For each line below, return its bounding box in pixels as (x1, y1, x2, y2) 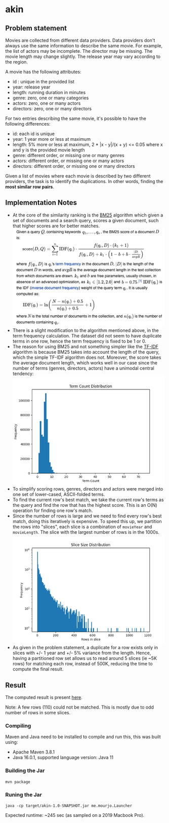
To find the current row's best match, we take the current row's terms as (12, 497, 164, 503)
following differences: (5, 121, 51, 127)
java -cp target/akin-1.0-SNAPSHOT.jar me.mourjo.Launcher (5, 803, 133, 809)
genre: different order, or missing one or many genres (12, 153, 125, 158)
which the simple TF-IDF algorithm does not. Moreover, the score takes (12, 354, 161, 360)
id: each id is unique (12, 131, 55, 137)
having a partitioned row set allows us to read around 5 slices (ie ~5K (12, 655, 157, 661)
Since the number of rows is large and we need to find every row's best (12, 513, 162, 519)
